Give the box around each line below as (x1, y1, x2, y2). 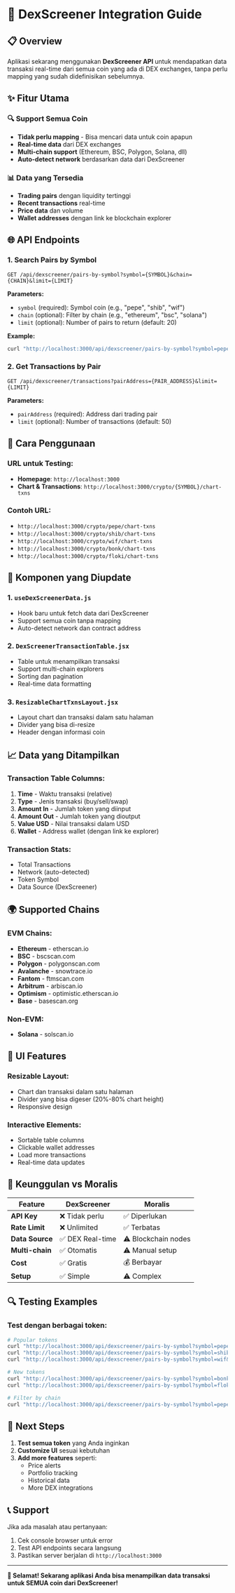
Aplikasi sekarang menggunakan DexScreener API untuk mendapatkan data (7, 58, 227, 65)
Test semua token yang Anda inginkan (17, 1439, 129, 1448)
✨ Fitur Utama (7, 93, 70, 105)
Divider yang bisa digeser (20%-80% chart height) (17, 1095, 164, 1103)
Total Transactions (17, 860, 71, 869)
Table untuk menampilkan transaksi (17, 657, 120, 665)
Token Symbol (17, 875, 59, 884)
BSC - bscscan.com (17, 952, 76, 960)
